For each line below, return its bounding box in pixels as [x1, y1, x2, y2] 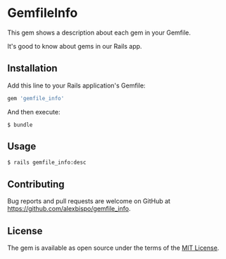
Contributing [7, 178, 65, 190]
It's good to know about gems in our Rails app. [7, 42, 142, 50]
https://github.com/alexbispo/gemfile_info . [7, 205, 131, 213]
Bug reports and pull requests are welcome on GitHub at [7, 197, 171, 205]
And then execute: [7, 107, 61, 116]
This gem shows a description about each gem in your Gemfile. [7, 28, 192, 37]
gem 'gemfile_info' [7, 95, 65, 102]
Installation [7, 62, 58, 75]
